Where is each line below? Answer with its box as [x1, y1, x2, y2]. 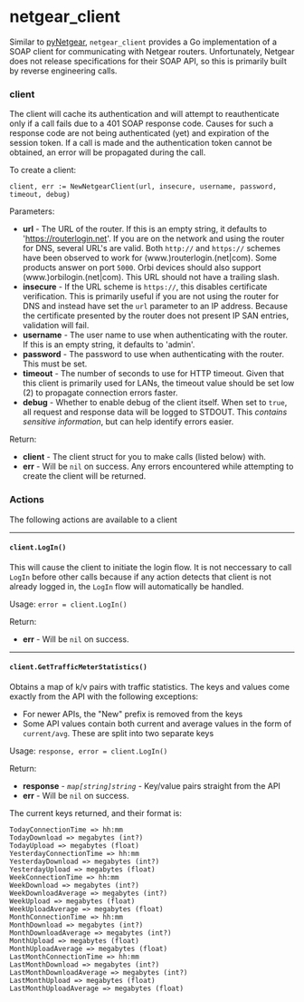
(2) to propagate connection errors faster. [22, 387, 178, 398]
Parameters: [9, 206, 55, 217]
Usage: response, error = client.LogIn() [9, 745, 168, 756]
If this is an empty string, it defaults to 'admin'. [22, 339, 195, 350]
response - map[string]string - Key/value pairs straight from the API [22, 780, 280, 791]
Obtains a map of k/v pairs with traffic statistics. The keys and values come [9, 681, 290, 692]
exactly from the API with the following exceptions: [9, 691, 199, 702]
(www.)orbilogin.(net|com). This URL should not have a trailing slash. [22, 272, 280, 283]
